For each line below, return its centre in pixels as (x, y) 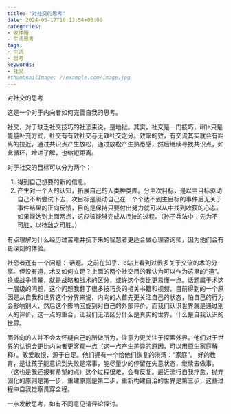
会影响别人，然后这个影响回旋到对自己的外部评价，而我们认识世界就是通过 (112, 306)
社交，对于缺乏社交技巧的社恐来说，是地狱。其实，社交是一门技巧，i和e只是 (115, 127)
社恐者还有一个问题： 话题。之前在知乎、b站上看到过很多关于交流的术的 (109, 263)
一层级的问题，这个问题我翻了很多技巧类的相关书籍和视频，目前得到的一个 (112, 289)
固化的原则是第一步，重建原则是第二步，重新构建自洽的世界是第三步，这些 (112, 381)
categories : (24, 26)
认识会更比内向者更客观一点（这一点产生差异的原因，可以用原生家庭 (115, 346)
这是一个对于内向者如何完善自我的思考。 (64, 112)
